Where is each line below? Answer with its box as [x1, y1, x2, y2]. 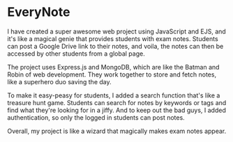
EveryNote [7, 4, 70, 20]
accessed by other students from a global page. [7, 49, 145, 58]
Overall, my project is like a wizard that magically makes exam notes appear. [7, 127, 227, 135]
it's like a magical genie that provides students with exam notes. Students [7, 34, 218, 42]
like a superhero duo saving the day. [7, 77, 112, 86]
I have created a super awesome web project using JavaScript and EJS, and [7, 27, 227, 35]
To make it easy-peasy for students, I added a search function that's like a [7, 91, 220, 100]
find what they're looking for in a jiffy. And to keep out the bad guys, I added [7, 106, 227, 114]
